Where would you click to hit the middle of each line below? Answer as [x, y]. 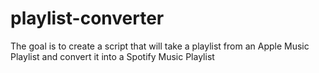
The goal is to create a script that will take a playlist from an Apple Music [160, 46]
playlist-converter [87, 18]
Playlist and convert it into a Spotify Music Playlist [112, 56]
